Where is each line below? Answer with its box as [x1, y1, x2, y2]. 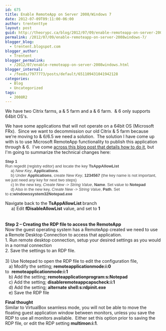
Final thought [5, 299, 33, 305]
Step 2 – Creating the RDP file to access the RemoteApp [5, 221, 122, 228]
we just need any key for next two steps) [5, 178, 77, 183]
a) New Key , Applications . [10, 168, 59, 174]
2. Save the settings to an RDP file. [5, 248, 76, 254]
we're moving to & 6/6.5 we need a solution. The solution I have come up [5, 134, 155, 140]
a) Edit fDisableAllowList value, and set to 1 [11, 206, 100, 212]
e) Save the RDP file [8, 290, 49, 296]
